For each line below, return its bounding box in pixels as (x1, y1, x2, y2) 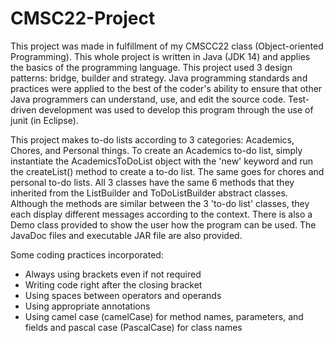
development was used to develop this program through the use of (38, 103, 314, 116)
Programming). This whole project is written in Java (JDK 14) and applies (10, 50, 311, 62)
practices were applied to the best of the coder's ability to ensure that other (10, 82, 323, 94)
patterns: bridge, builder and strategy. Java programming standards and (10, 72, 308, 84)
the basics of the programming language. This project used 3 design (10, 61, 293, 73)
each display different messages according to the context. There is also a (10, 208, 313, 220)
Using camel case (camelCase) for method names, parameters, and (24, 310, 304, 322)
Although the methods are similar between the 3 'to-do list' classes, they (10, 197, 310, 209)
